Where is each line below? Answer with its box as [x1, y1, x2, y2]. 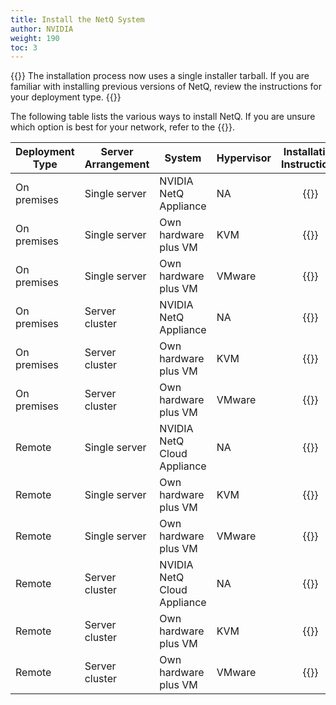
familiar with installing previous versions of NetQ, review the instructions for [10, 81, 322, 93]
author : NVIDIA [10, 24, 74, 34]
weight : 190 [10, 33, 60, 43]
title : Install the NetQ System [10, 14, 145, 25]
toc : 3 [10, 42, 38, 53]
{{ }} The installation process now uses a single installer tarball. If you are [10, 70, 310, 82]
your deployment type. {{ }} [10, 91, 122, 103]
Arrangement [84, 157, 150, 171]
